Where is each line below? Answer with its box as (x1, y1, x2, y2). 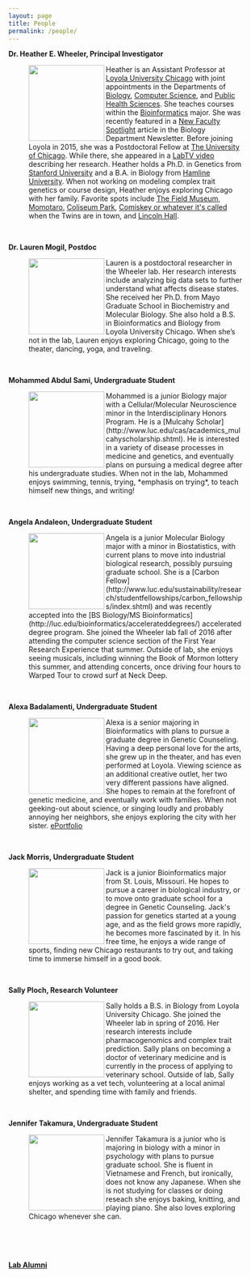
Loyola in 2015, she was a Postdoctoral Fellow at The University (28, 143, 240, 152)
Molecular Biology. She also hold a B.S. (106, 309, 236, 320)
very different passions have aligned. (106, 778, 229, 788)
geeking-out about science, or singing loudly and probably (28, 803, 224, 814)
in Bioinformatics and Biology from (106, 318, 220, 328)
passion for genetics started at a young (106, 911, 236, 921)
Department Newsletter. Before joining (106, 134, 233, 143)
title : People (8, 19, 56, 28)
